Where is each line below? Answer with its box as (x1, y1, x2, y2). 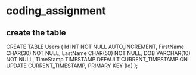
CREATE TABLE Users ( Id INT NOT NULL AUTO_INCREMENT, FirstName (6, 43, 185, 50)
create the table (6, 28, 66, 38)
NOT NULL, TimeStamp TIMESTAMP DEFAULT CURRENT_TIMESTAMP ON (6, 56, 188, 63)
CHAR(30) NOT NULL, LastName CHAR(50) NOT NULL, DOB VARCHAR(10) (6, 50, 191, 57)
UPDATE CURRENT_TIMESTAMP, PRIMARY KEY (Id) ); (6, 62, 138, 69)
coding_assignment (6, 4, 106, 18)
